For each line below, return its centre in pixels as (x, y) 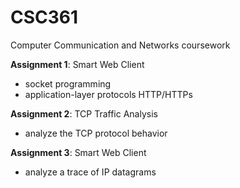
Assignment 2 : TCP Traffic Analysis (84, 113)
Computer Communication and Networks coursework (120, 45)
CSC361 (44, 17)
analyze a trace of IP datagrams (90, 172)
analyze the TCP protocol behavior (96, 133)
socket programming (68, 83)
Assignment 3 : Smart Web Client (78, 152)
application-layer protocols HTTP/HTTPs (108, 94)
